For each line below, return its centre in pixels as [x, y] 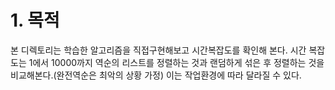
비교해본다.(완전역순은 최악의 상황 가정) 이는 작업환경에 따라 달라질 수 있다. [156, 75]
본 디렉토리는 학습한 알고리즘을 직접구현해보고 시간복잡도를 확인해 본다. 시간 [158, 50]
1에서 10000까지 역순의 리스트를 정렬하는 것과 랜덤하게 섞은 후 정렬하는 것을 [176, 62]
